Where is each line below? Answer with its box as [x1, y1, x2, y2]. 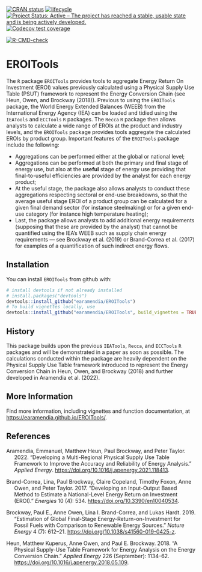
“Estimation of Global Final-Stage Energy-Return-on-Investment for [14, 515, 181, 522]
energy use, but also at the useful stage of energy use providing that [14, 165, 186, 172]
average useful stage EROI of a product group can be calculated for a [14, 197, 188, 204]
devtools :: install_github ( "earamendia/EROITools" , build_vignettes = [6, 309, 185, 315]
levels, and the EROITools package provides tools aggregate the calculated [6, 128, 191, 135]
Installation [6, 260, 49, 270]
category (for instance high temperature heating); [25, 210, 148, 218]
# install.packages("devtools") [6, 293, 87, 299]
